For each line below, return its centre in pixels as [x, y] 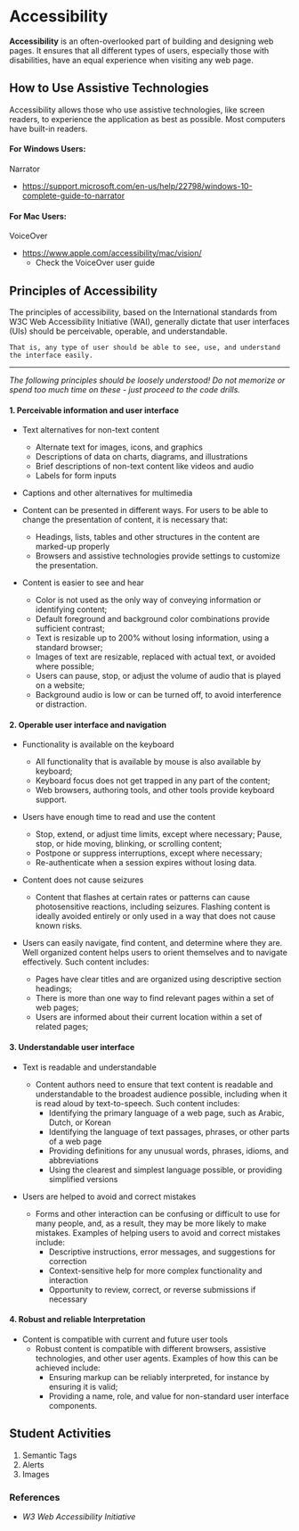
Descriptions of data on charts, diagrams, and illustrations [141, 457]
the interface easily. [51, 355]
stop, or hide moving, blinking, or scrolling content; [129, 844]
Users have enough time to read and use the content [119, 817]
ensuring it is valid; [83, 1386]
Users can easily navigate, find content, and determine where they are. [152, 943]
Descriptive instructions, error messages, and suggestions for [162, 1252]
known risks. [59, 926]
